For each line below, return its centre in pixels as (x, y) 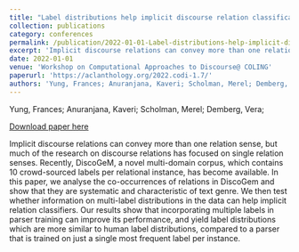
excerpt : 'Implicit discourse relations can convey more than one (135, 51)
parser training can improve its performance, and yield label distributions (142, 219)
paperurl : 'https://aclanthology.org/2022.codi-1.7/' (111, 76)
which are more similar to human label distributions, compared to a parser (145, 229)
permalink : (29, 42)
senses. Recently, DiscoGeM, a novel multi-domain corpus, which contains (146, 162)
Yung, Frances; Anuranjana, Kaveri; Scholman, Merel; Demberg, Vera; (137, 109)
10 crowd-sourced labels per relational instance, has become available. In (144, 172)
